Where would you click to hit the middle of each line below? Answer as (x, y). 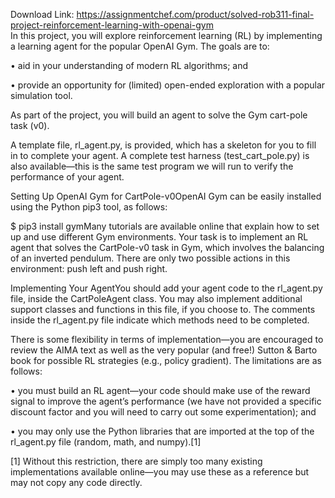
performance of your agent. (67, 177)
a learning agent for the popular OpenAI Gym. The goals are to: (140, 46)
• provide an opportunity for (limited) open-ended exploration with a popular (168, 85)
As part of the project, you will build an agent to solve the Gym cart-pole (159, 115)
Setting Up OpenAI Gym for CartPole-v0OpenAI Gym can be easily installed (166, 196)
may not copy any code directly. (76, 482)
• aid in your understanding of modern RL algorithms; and (129, 65)
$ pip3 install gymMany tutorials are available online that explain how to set (165, 226)
